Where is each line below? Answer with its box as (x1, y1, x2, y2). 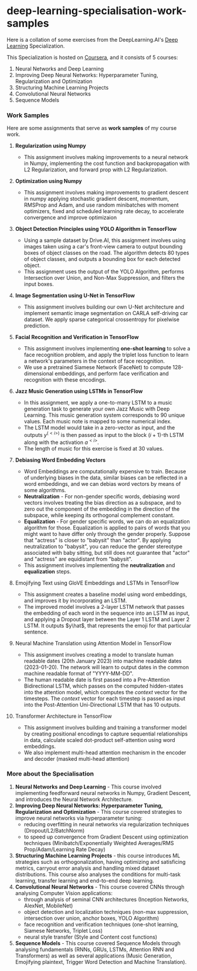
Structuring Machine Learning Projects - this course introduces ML (15, 852, 181, 859)
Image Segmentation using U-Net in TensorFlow (15, 292, 135, 299)
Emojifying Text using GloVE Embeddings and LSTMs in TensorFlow (15, 579, 179, 586)
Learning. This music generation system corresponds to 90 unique (23, 412, 185, 419)
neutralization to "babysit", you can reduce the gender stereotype (23, 543, 183, 550)
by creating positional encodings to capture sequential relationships (23, 730, 188, 737)
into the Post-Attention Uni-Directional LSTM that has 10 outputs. (23, 701, 181, 708)
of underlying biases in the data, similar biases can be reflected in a (23, 474, 188, 481)
